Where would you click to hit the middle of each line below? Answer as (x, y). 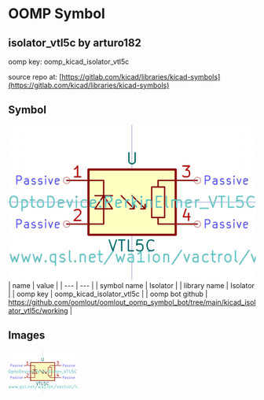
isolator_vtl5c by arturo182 (75, 43)
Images (27, 335)
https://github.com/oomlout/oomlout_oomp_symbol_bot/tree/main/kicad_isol (132, 302)
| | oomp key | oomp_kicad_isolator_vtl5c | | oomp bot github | (108, 294)
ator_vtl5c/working (38, 310)
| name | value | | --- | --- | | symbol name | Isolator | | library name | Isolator (132, 285)
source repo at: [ (35, 77)
